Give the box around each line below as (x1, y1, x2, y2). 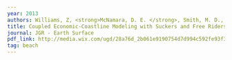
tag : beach (7, 42, 39, 49)
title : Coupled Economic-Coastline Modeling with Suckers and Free (7, 23, 206, 30)
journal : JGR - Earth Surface (7, 29, 95, 37)
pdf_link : (7, 36, 36, 43)
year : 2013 (7, 10, 39, 17)
